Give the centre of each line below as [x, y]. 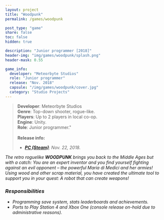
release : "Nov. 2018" [32, 83]
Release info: [31, 138]
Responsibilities [25, 191]
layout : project [22, 10]
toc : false [16, 37]
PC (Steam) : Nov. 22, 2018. [53, 147]
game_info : [16, 69]
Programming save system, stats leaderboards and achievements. [80, 202]
